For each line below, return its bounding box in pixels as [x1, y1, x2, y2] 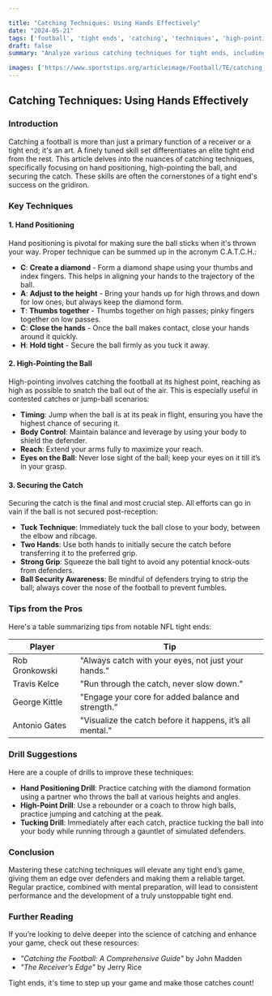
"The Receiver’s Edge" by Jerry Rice [19, 963, 142, 972]
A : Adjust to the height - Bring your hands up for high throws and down [19, 288, 261, 298]
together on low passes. [19, 314, 101, 324]
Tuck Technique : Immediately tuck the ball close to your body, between [19, 523, 261, 532]
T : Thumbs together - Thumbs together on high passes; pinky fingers [19, 305, 255, 315]
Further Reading [8, 911, 74, 922]
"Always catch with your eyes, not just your [79, 654, 244, 666]
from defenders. [19, 566, 74, 576]
